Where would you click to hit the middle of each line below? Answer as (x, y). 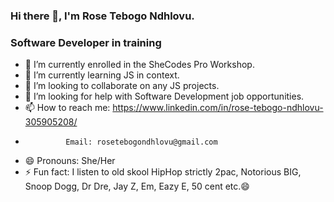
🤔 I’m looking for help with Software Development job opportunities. (164, 96)
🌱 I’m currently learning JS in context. (102, 75)
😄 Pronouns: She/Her (70, 161)
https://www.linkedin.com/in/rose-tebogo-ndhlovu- (218, 108)
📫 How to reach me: (67, 108)
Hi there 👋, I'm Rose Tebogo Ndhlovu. (102, 16)
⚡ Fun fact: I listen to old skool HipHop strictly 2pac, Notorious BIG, (163, 172)
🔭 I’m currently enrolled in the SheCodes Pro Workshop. (139, 65)
